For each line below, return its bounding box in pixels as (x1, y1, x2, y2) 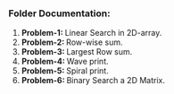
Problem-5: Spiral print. (21, 65, 109, 76)
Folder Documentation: (8, 7, 111, 20)
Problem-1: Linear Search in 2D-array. (21, 28, 162, 38)
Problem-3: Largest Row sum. (21, 47, 133, 57)
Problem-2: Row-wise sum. (21, 37, 123, 47)
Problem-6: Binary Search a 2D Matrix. (21, 75, 166, 86)
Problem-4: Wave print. (21, 56, 109, 67)
